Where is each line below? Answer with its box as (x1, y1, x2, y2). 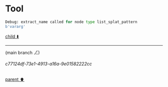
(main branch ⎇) (5, 49, 40, 55)
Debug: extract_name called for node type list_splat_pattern (5, 19, 137, 24)
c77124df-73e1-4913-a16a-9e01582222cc (5, 61, 92, 67)
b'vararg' (5, 24, 26, 29)
